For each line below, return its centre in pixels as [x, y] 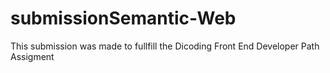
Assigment [32, 56]
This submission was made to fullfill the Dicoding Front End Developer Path [165, 46]
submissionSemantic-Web [123, 18]
